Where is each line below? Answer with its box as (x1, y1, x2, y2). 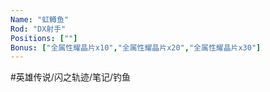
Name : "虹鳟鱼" (10, 14, 69, 25)
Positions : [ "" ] (10, 33, 78, 43)
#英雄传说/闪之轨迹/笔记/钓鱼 (10, 71, 132, 83)
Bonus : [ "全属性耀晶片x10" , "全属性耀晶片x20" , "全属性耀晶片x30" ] (10, 42, 262, 53)
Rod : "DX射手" (10, 24, 67, 34)
